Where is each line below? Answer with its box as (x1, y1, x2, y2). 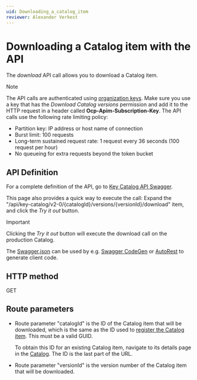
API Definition (6, 167, 59, 178)
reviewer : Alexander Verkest (6, 14, 78, 20)
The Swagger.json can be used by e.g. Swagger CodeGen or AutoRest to (6, 248, 185, 255)
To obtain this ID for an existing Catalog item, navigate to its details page (14, 344, 191, 351)
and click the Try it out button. (6, 207, 80, 214)
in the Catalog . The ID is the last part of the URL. (14, 350, 133, 357)
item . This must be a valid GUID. (14, 332, 93, 339)
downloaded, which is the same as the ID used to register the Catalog (14, 326, 185, 333)
